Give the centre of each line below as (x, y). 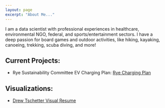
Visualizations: (29, 88)
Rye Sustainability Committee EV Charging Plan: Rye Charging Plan (82, 73)
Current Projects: (33, 61)
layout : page (19, 10)
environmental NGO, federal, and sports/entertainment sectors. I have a (79, 34)
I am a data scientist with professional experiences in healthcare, (72, 29)
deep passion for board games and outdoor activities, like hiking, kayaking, (83, 39)
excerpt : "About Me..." (30, 15)
